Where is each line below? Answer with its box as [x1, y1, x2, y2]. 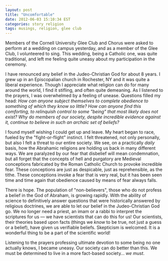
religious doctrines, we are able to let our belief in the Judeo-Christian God [5, 203, 160, 209]
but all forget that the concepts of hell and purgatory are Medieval [5, 156, 141, 162]
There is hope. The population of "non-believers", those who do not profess [5, 187, 162, 193]
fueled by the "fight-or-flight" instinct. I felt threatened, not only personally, [5, 135, 160, 141]
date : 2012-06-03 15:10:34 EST [5, 17, 71, 22]
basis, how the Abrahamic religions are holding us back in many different [5, 145, 156, 151]
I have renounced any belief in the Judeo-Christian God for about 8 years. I [5, 71, 160, 77]
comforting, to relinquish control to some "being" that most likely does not [5, 109, 158, 115]
